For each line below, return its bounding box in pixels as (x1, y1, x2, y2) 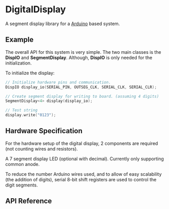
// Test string (5, 108, 38, 113)
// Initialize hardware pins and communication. (5, 79, 111, 85)
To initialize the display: (5, 70, 55, 76)
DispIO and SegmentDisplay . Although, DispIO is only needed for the (5, 54, 153, 60)
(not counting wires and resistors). (5, 145, 78, 152)
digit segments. (5, 182, 38, 188)
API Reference (5, 197, 52, 205)
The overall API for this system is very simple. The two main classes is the (5, 49, 161, 55)
